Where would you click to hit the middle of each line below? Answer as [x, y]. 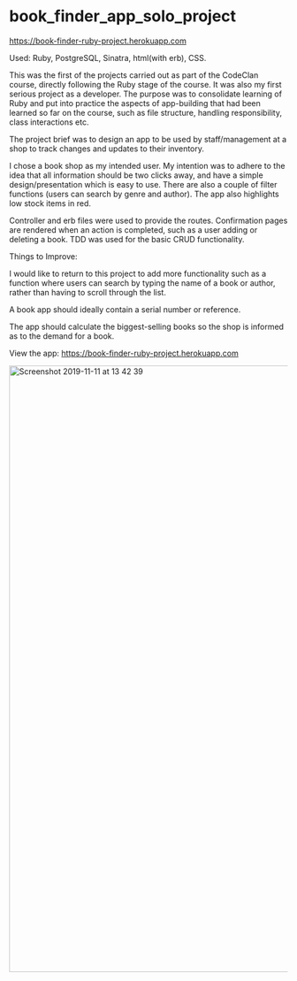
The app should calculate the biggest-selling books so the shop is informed [147, 326]
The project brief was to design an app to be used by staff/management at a [148, 139]
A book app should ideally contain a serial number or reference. [125, 309]
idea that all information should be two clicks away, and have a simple [136, 175]
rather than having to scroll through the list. [88, 292]
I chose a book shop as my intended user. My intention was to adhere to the [147, 165]
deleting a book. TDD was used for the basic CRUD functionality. [127, 239]
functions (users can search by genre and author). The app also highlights [145, 194]
